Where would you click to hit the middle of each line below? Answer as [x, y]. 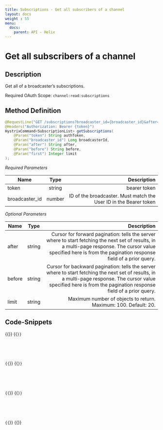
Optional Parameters [26, 214]
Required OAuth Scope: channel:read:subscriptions [57, 95]
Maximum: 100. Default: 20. [124, 305]
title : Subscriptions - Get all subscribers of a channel [65, 10]
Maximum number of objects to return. [112, 299]
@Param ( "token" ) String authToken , [50, 136]
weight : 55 [17, 19]
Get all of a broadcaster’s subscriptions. [45, 86]
